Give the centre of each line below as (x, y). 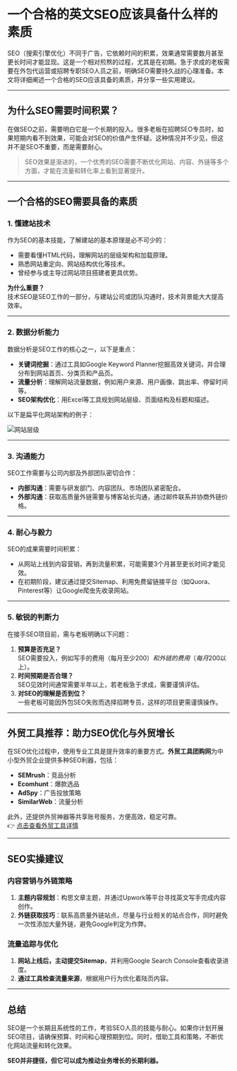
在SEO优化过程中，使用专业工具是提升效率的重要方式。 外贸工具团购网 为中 (116, 751)
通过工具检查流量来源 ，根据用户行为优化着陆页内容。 (95, 978)
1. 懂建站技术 (29, 223)
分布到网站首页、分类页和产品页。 (67, 373)
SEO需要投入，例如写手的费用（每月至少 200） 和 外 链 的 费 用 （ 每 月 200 (119, 657)
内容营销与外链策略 (40, 881)
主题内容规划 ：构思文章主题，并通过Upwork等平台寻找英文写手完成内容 (122, 898)
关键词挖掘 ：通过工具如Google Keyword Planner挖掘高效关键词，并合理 (122, 364)
